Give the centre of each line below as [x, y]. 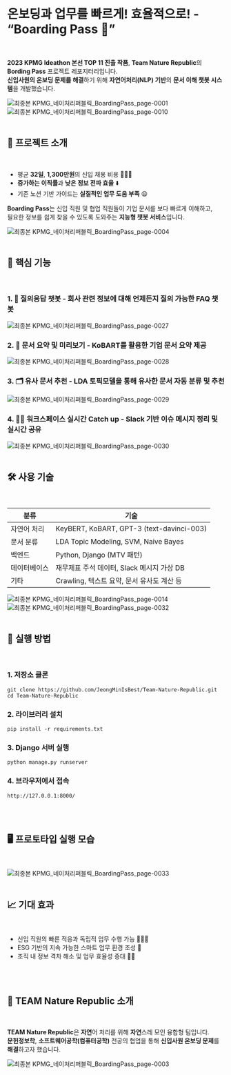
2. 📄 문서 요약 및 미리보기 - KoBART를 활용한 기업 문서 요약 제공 [107, 345]
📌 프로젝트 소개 [37, 143]
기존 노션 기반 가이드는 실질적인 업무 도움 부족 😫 [82, 193]
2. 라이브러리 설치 [35, 714]
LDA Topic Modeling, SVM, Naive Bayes [120, 541]
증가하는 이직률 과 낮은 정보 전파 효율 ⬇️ [68, 183]
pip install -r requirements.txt [55, 729]
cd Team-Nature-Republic [43, 696]
